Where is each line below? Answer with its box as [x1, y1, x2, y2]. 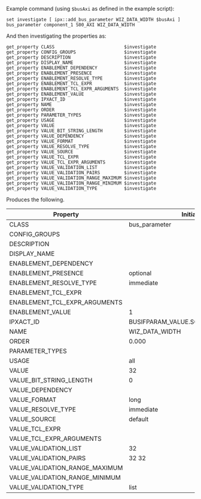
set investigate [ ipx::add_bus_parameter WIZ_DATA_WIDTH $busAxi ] [6, 17, 181, 23]
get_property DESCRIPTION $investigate [6, 55, 157, 61]
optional [128, 269, 152, 277]
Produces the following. [6, 196, 65, 203]
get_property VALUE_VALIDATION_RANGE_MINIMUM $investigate [6, 180, 157, 186]
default [128, 415, 149, 423]
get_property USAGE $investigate [6, 117, 157, 123]
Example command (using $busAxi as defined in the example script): [6, 5, 175, 12]
